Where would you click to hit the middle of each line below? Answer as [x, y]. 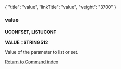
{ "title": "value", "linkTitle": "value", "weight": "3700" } [60, 7]
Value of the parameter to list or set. [42, 52]
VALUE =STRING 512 [27, 43]
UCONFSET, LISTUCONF [31, 32]
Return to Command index [32, 62]
